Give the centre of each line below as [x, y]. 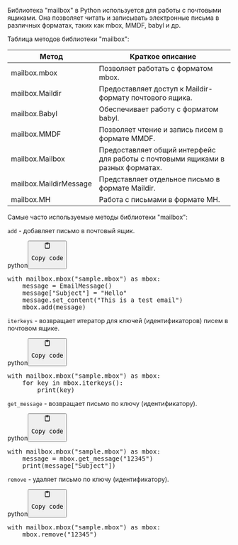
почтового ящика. [161, 97]
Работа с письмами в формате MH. [160, 200]
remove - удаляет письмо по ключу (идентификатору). [88, 479]
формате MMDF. [127, 139]
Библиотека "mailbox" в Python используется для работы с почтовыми [114, 10]
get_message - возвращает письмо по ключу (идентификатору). [102, 404]
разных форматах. [130, 168]
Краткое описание [163, 56]
